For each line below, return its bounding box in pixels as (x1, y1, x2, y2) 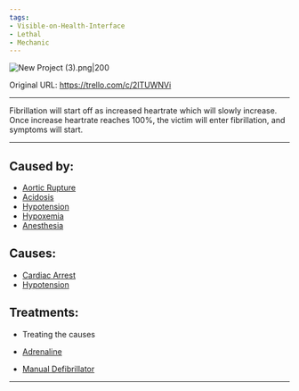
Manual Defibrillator (21, 363, 95, 374)
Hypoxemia (21, 211, 64, 221)
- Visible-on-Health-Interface (9, 21, 125, 30)
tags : (9, 12, 29, 22)
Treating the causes (21, 329, 96, 339)
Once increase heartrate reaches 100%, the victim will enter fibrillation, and (9, 115, 286, 126)
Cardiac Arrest (21, 270, 77, 280)
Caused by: (9, 158, 74, 174)
